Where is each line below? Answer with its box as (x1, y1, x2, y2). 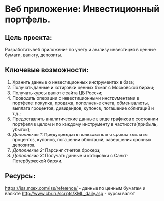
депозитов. (12, 142, 36, 148)
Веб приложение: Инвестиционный (5, 3, 160, 15)
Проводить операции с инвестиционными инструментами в (12, 95, 139, 100)
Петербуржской (12, 158, 46, 164)
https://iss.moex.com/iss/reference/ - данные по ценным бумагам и (5, 185, 146, 191)
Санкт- (114, 152, 129, 158)
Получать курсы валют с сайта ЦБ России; (12, 90, 103, 96)
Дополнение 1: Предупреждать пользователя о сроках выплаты (12, 132, 148, 137)
